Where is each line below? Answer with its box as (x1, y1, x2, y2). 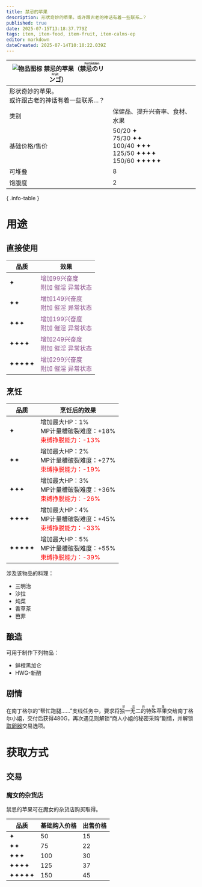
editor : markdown (6, 37, 50, 43)
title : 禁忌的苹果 (6, 8, 48, 15)
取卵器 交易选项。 (6, 722, 49, 729)
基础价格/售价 (9, 142, 48, 150)
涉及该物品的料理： (6, 569, 54, 577)
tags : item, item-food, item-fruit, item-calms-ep (6, 31, 136, 37)
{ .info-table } (6, 194, 40, 201)
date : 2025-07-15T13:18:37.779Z (6, 25, 87, 32)
